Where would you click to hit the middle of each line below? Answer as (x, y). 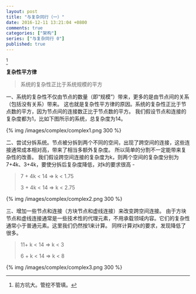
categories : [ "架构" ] (32, 33)
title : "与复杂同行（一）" (35, 17)
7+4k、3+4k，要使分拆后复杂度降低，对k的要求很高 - (71, 164)
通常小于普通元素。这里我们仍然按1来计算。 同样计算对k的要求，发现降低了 (96, 225)
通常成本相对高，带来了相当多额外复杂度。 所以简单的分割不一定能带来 (96, 149)
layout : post (22, 11)
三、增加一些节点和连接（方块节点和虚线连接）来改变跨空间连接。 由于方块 (96, 211)
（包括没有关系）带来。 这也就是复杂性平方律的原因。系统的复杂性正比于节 (96, 104)
